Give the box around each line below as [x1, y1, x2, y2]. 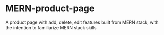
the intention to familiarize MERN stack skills [5, 24, 97, 30]
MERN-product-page [5, 3, 95, 14]
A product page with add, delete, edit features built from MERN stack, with [5, 19, 159, 25]
